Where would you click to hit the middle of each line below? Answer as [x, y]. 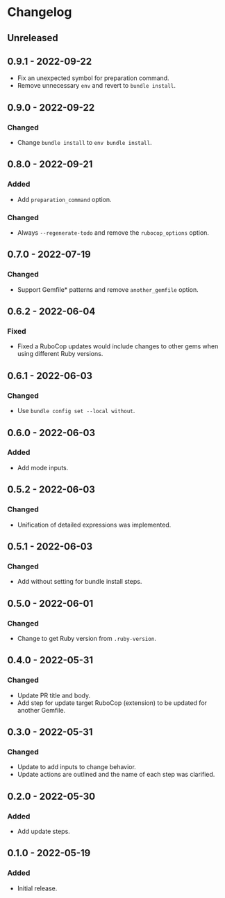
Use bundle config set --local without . [76, 411]
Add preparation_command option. [65, 199]
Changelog [40, 12]
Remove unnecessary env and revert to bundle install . [96, 86]
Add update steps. [44, 831]
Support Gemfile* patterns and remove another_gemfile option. [108, 289]
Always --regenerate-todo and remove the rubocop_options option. [113, 233]
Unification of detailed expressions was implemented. [94, 525]
